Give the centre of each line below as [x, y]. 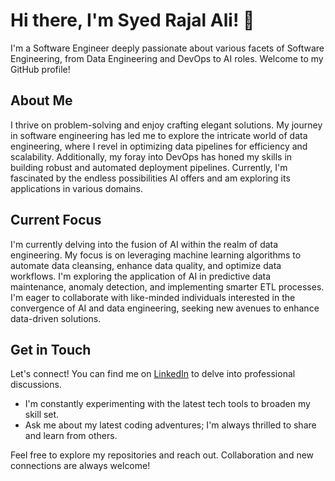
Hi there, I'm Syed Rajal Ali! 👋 [132, 20]
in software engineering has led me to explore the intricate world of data [159, 135]
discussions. [36, 385]
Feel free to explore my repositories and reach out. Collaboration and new [162, 455]
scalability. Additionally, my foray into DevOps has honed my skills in [151, 156]
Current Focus [56, 220]
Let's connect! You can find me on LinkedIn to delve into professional [153, 374]
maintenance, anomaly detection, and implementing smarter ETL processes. [167, 286]
